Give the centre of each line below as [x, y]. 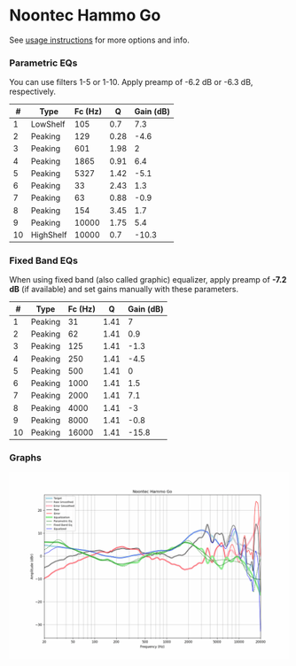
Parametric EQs [43, 63]
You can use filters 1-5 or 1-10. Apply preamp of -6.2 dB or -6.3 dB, [131, 82]
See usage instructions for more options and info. [100, 40]
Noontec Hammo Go [85, 15]
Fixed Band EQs [43, 260]
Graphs [25, 458]
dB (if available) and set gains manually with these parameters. [124, 290]
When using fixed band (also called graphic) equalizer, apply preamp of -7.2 [148, 280]
